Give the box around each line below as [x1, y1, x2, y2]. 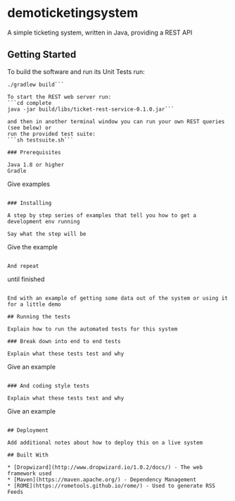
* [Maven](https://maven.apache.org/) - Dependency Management [7, 476, 197, 483]
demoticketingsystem [7, 5, 139, 21]
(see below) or [7, 124, 52, 131]
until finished [7, 275, 45, 283]
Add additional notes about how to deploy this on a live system [7, 439, 203, 446]
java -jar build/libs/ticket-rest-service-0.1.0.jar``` [7, 106, 174, 113]
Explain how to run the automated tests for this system [7, 326, 178, 333]
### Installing [7, 199, 52, 206]
